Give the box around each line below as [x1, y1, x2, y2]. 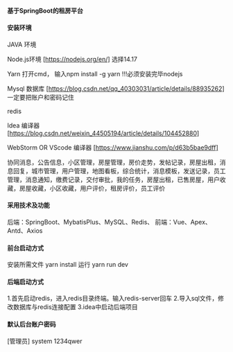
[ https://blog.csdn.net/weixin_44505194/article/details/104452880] [7, 129, 200, 137]
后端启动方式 [7, 277, 44, 285]
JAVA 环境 [7, 40, 37, 49]
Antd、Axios [7, 227, 43, 235]
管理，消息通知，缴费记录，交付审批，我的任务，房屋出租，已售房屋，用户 [7, 175, 220, 184]
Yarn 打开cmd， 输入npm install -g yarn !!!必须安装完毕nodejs [7, 69, 183, 78]
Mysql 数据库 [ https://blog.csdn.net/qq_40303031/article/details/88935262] [7, 84, 225, 93]
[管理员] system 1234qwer [7, 337, 83, 345]
